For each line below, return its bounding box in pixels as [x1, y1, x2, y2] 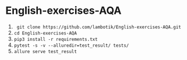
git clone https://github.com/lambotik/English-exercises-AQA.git [16, 24, 181, 30]
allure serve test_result [13, 48, 77, 54]
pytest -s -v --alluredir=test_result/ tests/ [13, 42, 129, 48]
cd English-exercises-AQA [13, 30, 77, 36]
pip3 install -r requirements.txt [13, 36, 98, 42]
